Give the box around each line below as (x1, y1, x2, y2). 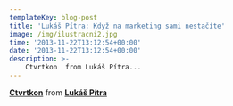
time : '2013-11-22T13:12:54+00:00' (9, 37, 142, 47)
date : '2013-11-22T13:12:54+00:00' (9, 46, 142, 55)
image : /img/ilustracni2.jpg (9, 29, 118, 38)
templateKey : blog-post (9, 12, 98, 22)
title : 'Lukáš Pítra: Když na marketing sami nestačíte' (9, 21, 226, 30)
